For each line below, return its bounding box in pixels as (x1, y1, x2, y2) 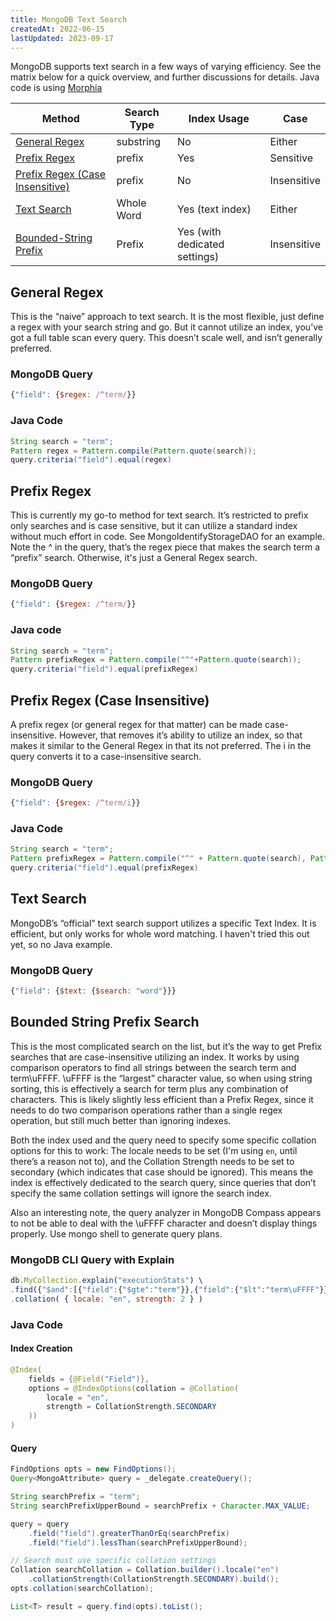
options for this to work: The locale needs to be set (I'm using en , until (10, 1144, 298, 1156)
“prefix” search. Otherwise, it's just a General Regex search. (10, 552, 258, 564)
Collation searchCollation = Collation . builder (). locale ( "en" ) (10, 1565, 280, 1575)
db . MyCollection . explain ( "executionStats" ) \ (10, 1276, 203, 1286)
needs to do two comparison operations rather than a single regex (10, 1104, 283, 1116)
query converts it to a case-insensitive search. (10, 751, 202, 762)
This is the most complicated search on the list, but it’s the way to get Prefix (10, 1040, 322, 1052)
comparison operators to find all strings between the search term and (10, 1061, 297, 1073)
